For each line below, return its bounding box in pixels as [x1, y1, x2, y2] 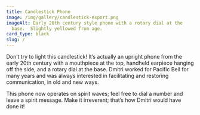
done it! [6, 103, 25, 110]
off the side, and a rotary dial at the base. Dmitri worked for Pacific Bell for [6, 66, 189, 72]
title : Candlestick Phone [6, 8, 70, 15]
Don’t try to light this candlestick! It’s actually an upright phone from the [6, 53, 182, 60]
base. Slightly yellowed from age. [11, 25, 103, 32]
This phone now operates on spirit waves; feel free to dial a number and [6, 90, 183, 97]
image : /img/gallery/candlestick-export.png [6, 14, 119, 20]
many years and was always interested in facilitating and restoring [6, 72, 169, 79]
